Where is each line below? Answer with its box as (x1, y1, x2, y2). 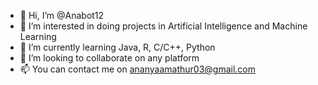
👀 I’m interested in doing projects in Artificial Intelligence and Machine (19, 20, 308, 32)
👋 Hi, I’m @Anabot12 (19, 10, 105, 21)
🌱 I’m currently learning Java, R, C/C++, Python (19, 41, 216, 53)
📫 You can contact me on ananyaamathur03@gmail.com (19, 63, 257, 75)
